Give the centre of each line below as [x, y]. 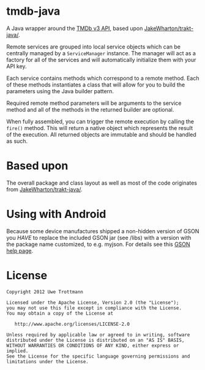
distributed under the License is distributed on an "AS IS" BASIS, [95, 340]
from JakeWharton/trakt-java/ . [44, 189]
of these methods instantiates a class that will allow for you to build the [96, 85]
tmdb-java [33, 11]
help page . [20, 250]
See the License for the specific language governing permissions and [98, 356]
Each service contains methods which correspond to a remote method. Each [103, 78]
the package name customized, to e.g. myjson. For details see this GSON [99, 244]
